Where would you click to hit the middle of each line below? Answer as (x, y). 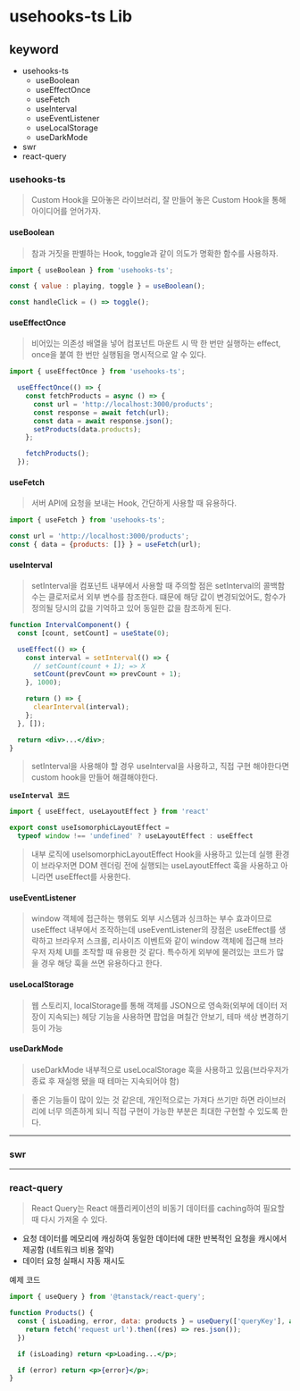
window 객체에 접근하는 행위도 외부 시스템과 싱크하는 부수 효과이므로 (151, 918)
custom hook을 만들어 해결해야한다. (94, 777)
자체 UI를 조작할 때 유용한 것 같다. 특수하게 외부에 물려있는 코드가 (161, 952)
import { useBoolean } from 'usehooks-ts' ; (92, 270)
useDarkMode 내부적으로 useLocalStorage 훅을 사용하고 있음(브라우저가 (160, 1069)
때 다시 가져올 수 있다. (69, 1219)
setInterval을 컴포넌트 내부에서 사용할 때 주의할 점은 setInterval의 (146, 586)
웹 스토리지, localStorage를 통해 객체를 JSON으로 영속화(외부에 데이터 (154, 1005)
